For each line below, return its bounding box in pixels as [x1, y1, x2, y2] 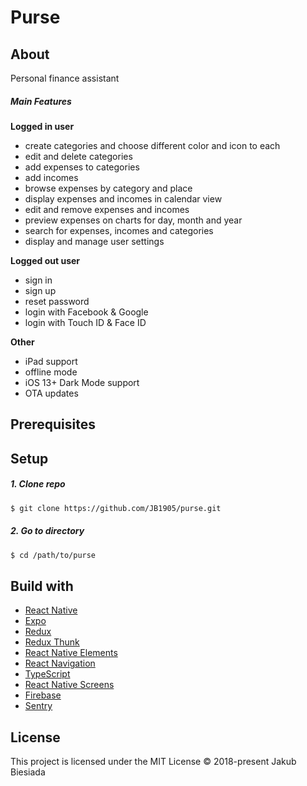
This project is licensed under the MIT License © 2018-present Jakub [10, 756, 297, 768]
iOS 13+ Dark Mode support [24, 376, 140, 388]
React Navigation [24, 657, 96, 670]
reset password [24, 295, 90, 307]
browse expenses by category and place [24, 182, 193, 194]
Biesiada [10, 766, 46, 778]
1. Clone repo [10, 478, 66, 490]
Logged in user [10, 120, 75, 132]
